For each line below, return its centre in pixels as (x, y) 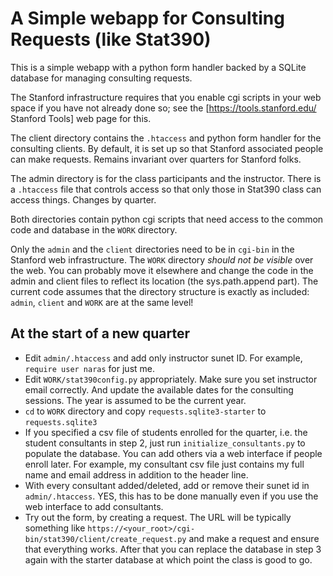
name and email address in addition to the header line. (136, 474)
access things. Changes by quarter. (83, 199)
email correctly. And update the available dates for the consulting (159, 389)
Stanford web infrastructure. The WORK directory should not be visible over (162, 259)
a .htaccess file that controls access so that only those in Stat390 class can (166, 189)
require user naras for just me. (90, 368)
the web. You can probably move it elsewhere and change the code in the (162, 270)
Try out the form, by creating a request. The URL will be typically (158, 517)
